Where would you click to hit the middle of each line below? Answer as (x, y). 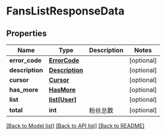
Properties (27, 33)
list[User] (62, 99)
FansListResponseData (65, 11)
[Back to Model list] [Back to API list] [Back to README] (75, 126)
